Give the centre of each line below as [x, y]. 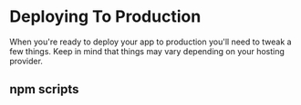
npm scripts [44, 89]
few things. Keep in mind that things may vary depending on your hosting [147, 51]
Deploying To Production [105, 17]
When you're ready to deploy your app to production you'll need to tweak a [150, 42]
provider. [26, 61]
